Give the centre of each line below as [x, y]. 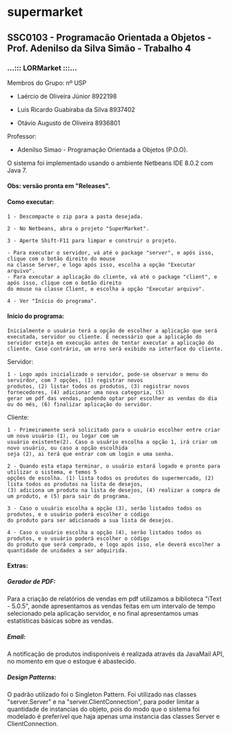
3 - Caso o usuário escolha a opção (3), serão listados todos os [104, 508]
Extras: [18, 565]
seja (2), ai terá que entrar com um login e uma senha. [91, 454]
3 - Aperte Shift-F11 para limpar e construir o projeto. [92, 241]
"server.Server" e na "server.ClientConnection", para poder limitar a [103, 702]
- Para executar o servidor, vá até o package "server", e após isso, [111, 252]
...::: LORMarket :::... [42, 68]
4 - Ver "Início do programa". [52, 301]
